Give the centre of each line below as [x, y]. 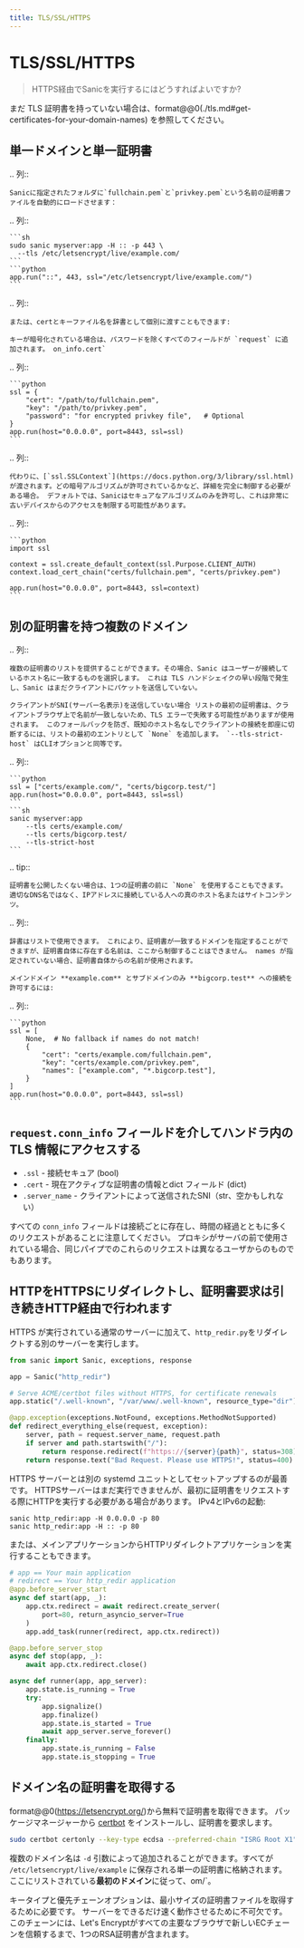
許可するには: [32, 988]
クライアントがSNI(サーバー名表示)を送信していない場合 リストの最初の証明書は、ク [146, 706]
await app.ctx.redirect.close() [86, 1665]
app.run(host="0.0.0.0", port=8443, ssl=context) [105, 588]
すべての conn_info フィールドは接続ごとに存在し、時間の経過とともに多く [148, 1226]
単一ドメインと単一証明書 [81, 150]
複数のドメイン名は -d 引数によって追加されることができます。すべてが [142, 1857]
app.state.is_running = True [81, 1690]
